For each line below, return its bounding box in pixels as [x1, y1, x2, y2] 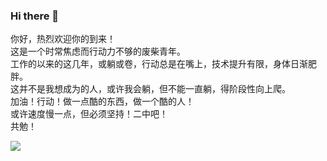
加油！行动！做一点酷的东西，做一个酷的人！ [10, 95, 195, 108]
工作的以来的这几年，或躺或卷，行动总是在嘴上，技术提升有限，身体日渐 [10, 58, 308, 70]
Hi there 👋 [10, 9, 60, 23]
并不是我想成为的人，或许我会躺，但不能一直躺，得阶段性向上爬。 [18, 83, 291, 95]
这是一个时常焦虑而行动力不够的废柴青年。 [10, 45, 186, 58]
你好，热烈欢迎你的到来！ [10, 33, 116, 45]
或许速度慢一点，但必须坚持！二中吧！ [10, 108, 168, 120]
